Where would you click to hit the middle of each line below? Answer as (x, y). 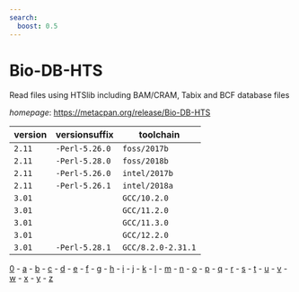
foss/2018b (145, 161)
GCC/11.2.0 (145, 211)
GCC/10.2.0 (145, 198)
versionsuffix (84, 135)
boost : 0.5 (38, 26)
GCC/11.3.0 (145, 223)
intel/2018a (148, 186)
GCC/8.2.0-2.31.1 (159, 248)
